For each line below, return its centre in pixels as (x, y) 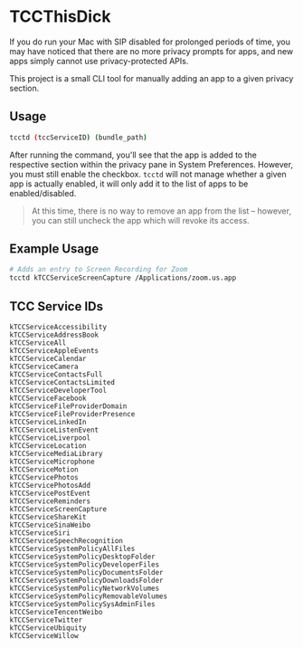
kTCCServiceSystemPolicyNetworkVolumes (85, 588)
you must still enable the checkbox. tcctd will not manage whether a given (148, 174)
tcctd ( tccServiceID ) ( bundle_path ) (78, 138)
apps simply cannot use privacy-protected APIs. (99, 61)
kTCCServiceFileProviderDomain (68, 406)
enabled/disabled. (43, 193)
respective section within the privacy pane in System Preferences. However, (151, 164)
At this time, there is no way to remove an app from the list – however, (161, 211)
